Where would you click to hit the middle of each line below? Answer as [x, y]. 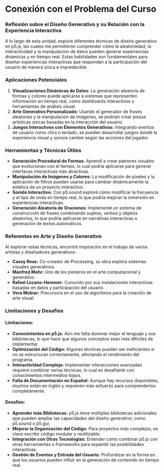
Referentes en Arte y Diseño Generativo [54, 236]
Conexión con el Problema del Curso [81, 9]
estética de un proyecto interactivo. [48, 187]
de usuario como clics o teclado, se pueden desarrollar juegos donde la [85, 132]
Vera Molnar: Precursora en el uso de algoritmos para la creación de [82, 293]
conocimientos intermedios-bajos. [47, 375]
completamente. [29, 391]
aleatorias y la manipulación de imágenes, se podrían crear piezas [79, 117]
